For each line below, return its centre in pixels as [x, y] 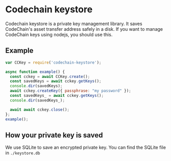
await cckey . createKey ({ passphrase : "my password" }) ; [70, 91]
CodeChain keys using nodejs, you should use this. [59, 34]
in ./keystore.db [23, 153]
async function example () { [35, 72]
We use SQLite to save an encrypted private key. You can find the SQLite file [86, 148]
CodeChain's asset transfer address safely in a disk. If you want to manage [84, 29]
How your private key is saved [54, 135]
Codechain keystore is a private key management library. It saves [74, 24]
